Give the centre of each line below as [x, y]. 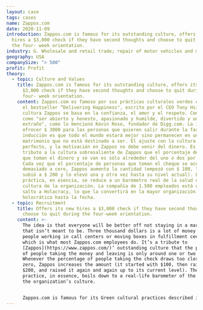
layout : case [23, 12]
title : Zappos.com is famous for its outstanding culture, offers [102, 85]
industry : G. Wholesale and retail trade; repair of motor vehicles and [100, 51]
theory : [16, 74]
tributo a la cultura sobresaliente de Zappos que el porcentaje [106, 152]
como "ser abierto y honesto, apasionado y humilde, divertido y [106, 118]
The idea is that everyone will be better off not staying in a [105, 225]
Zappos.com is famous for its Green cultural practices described [108, 298]
